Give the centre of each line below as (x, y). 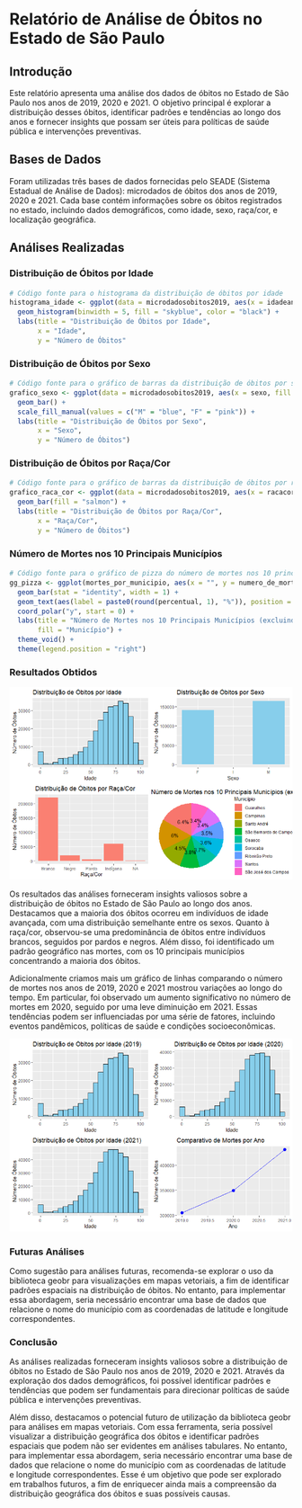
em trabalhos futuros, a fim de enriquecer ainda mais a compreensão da (143, 1485)
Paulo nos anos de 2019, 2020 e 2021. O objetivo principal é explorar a (140, 103)
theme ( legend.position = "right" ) (82, 649)
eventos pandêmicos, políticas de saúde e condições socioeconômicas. (142, 1026)
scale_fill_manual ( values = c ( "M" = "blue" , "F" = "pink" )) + (136, 412)
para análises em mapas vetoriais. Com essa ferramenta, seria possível (141, 1427)
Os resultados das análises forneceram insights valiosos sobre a (129, 894)
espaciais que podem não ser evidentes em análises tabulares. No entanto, (148, 1446)
